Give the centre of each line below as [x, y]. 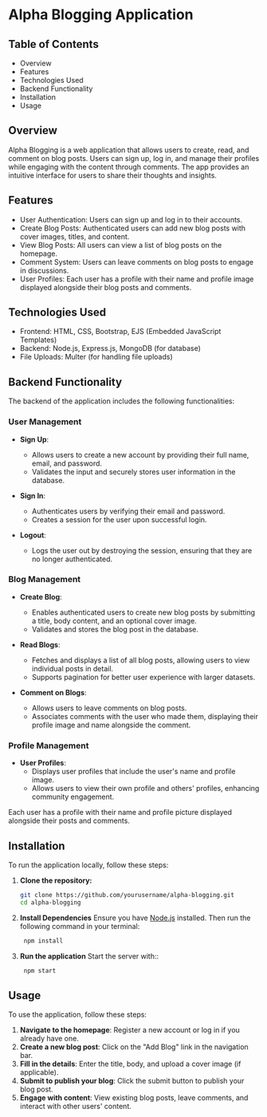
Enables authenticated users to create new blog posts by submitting [143, 612]
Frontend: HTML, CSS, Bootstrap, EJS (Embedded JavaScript [120, 332]
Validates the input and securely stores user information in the [133, 471]
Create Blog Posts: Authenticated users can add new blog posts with [132, 228]
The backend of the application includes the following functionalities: [122, 401]
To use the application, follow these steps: [78, 1015]
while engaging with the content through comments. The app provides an [129, 167]
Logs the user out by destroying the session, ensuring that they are [142, 550]
